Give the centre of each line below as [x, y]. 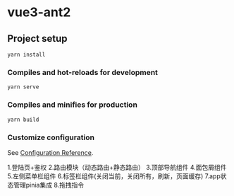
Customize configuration [51, 137]
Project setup [38, 39]
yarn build [23, 120]
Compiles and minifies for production [72, 105]
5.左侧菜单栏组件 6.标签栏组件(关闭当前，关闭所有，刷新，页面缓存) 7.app [114, 176]
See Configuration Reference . [50, 152]
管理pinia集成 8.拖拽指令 [49, 185]
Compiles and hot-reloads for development [83, 72]
